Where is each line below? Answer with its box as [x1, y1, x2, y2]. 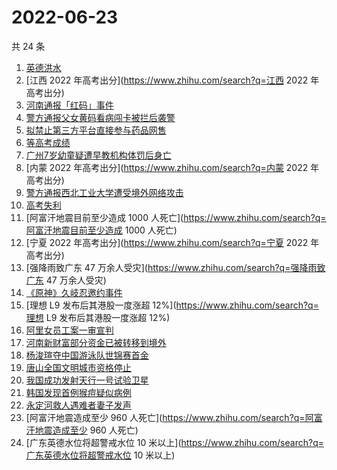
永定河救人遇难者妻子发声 [25, 399, 132, 411]
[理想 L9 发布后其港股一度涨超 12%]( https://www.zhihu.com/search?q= [25, 299, 319, 311]
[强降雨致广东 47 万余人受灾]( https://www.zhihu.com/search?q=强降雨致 [25, 261, 326, 273]
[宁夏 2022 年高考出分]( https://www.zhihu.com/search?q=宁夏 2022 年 [25, 236, 320, 248]
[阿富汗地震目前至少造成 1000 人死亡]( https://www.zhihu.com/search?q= [25, 211, 327, 223]
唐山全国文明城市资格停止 [25, 361, 132, 373]
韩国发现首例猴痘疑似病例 [25, 386, 132, 398]
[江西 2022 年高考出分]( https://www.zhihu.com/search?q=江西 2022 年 [25, 74, 320, 86]
